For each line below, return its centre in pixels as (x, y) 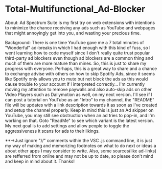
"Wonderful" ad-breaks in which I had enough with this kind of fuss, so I (78, 48)
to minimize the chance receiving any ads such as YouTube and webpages (80, 27)
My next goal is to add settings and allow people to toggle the (67, 125)
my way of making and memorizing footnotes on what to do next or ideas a (81, 145)
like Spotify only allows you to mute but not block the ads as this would (77, 79)
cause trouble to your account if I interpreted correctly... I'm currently (75, 84)
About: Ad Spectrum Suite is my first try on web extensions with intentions (80, 23)
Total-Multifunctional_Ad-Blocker (75, 9)
